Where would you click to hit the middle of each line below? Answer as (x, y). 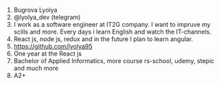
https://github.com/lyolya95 (53, 46)
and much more (36, 68)
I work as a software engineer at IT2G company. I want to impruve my (112, 24)
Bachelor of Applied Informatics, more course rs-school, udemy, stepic (114, 61)
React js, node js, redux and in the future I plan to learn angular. (103, 39)
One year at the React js (48, 53)
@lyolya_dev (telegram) (47, 17)
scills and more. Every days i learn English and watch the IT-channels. (112, 32)
